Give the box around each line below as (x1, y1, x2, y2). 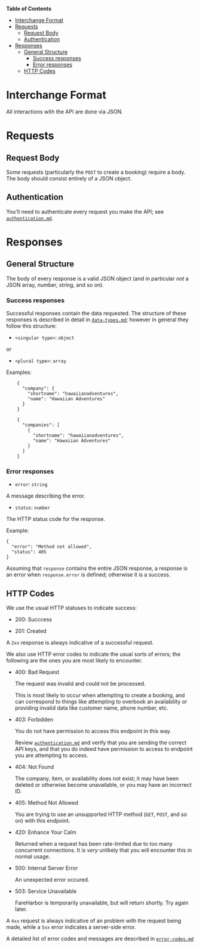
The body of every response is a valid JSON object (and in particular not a (6, 275, 189, 282)
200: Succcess (14, 616, 53, 623)
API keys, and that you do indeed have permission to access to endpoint (14, 745, 193, 753)
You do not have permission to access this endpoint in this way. (14, 728, 172, 735)
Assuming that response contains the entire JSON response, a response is (6, 564, 188, 572)
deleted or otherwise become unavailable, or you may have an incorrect (14, 781, 192, 789)
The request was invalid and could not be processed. (14, 680, 146, 688)
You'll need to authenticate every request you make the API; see (6, 208, 164, 215)
